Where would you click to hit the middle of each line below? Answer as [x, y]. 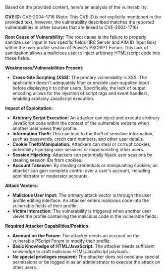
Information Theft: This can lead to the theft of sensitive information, [83, 134]
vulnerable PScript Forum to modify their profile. [61, 241]
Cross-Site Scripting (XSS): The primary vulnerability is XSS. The [80, 77]
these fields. [18, 58]
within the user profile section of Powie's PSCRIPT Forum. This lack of [77, 47]
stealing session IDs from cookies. [47, 160]
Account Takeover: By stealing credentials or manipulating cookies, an [85, 165]
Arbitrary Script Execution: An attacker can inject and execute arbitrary [86, 118]
